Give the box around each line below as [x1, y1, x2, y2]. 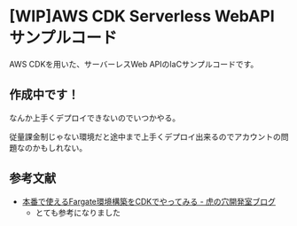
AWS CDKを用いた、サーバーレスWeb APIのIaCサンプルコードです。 [9, 58, 259, 69]
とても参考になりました [35, 207, 121, 218]
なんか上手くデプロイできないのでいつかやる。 [9, 113, 180, 123]
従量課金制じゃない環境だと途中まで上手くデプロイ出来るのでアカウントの [9, 131, 281, 142]
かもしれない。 [32, 142, 87, 152]
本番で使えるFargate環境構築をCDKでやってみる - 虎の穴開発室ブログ [21, 196, 277, 207]
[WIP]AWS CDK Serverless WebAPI [9, 6, 275, 27]
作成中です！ [9, 87, 80, 103]
